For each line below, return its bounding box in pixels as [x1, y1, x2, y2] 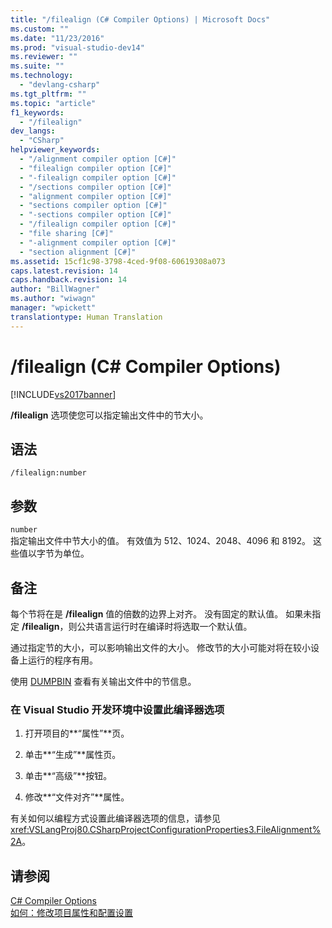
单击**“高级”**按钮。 [24, 770, 113, 782]
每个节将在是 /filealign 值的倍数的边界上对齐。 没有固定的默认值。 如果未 [10, 608, 313, 620]
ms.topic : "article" [10, 98, 97, 108]
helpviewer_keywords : [10, 145, 101, 155]
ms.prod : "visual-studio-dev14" [10, 42, 145, 53]
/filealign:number [10, 468, 87, 478]
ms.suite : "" [10, 61, 65, 71]
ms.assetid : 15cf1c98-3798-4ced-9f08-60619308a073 [10, 256, 226, 266]
